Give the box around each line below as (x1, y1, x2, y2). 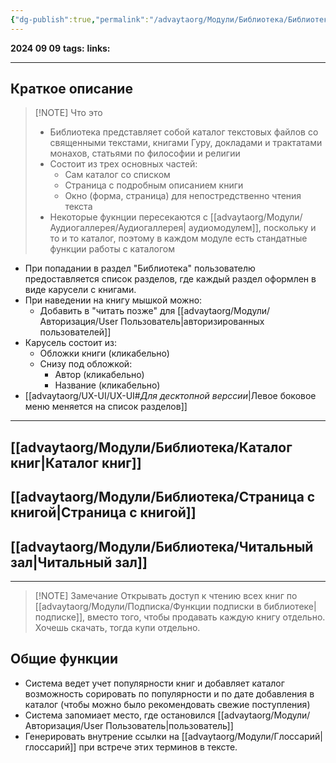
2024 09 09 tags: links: (10, 42, 111, 54)
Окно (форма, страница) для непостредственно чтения (64, 190, 302, 202)
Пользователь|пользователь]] (105, 719, 234, 731)
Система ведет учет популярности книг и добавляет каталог (24, 677, 285, 689)
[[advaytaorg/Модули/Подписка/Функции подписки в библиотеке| (34, 601, 317, 613)
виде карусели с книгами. (24, 284, 137, 296)
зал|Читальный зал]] (10, 554, 148, 571)
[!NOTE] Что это (34, 107, 103, 119)
